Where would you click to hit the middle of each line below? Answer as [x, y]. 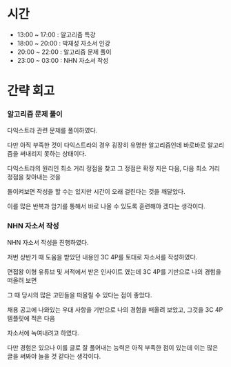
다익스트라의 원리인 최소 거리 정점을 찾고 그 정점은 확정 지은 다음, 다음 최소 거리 [114, 168]
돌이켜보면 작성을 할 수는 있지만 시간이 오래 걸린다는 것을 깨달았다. [96, 192]
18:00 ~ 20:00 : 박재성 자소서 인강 [63, 43]
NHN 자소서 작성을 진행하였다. [48, 242]
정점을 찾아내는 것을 [34, 177]
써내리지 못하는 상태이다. [53, 154]
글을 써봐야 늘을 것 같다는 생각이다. [54, 356]
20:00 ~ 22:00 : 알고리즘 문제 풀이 [64, 52]
